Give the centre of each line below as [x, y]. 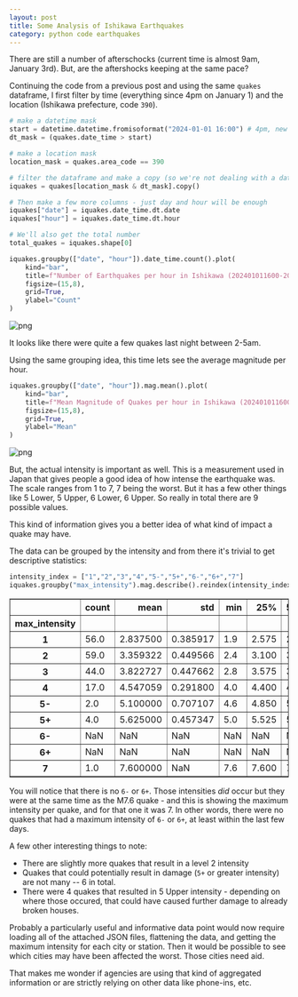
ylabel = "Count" [53, 300]
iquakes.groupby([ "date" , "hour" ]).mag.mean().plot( [109, 386]
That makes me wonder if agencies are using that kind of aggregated [135, 973]
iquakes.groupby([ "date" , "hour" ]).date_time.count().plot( [123, 259]
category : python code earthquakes [75, 34]
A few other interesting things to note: [78, 846]
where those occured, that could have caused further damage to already [155, 901]
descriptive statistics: [48, 561]
